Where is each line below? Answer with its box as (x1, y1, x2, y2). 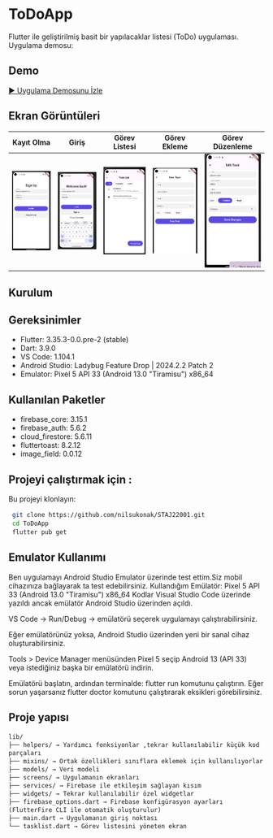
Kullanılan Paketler (8, 393, 106, 406)
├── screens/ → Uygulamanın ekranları (8, 774, 140, 782)
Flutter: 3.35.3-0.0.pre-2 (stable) (19, 335, 129, 345)
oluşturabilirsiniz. (8, 638, 66, 648)
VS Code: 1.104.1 (19, 352, 75, 362)
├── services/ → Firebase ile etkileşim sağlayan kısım (8, 782, 201, 790)
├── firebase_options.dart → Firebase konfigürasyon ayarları (8, 798, 223, 806)
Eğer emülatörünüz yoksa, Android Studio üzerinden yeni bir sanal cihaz (8, 629, 250, 639)
